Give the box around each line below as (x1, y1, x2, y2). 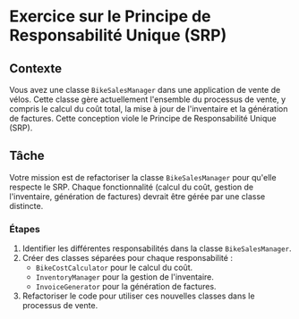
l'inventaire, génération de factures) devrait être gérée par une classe (9, 190, 266, 202)
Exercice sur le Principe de (9, 6, 212, 27)
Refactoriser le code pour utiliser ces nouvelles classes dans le (21, 290, 255, 301)
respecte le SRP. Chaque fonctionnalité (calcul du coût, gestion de (9, 181, 254, 192)
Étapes (9, 222, 40, 235)
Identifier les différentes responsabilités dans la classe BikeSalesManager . (21, 243, 292, 254)
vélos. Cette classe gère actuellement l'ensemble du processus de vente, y (9, 94, 286, 105)
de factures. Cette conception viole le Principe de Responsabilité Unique (9, 113, 277, 123)
